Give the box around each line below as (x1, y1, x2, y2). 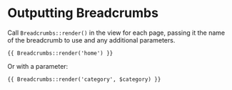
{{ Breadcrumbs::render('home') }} (7, 50, 114, 57)
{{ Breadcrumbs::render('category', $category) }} (7, 76, 161, 83)
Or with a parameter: (7, 62, 69, 70)
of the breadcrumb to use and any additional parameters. (7, 35, 176, 44)
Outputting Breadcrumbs (7, 5, 159, 21)
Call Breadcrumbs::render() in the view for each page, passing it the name (7, 28, 226, 37)
